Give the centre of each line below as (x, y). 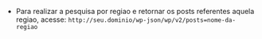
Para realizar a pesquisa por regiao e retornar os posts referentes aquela (135, 11)
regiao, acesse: (41, 19)
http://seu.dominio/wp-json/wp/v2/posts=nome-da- (152, 20)
